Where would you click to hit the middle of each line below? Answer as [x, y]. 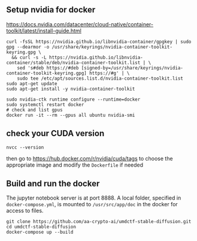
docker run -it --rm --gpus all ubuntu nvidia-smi [71, 115]
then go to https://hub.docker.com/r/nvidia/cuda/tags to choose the [90, 158]
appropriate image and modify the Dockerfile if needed [75, 165]
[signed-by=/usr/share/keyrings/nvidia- [132, 68]
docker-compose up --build [40, 232]
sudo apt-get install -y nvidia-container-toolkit [71, 89]
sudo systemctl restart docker [45, 104]
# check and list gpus [34, 110]
